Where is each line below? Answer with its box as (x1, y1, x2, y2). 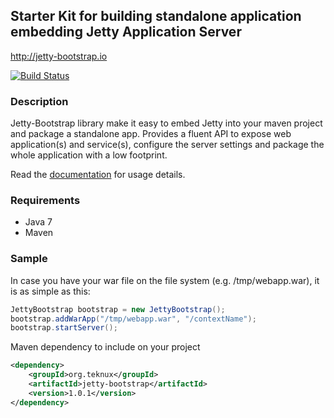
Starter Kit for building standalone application (10, 8, 302, 25)
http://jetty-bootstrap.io (10, 50, 108, 62)
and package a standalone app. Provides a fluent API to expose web (10, 128, 292, 140)
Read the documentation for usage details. (10, 169, 186, 181)
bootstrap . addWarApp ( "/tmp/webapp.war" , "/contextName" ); (10, 314, 257, 324)
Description (10, 94, 69, 108)
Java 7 (24, 216, 53, 228)
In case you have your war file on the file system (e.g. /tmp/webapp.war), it (10, 274, 320, 286)
